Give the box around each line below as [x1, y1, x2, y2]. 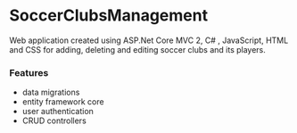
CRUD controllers [21, 115, 87, 126]
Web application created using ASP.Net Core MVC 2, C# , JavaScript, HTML [9, 35, 289, 46]
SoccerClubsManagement [9, 5, 208, 26]
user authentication [21, 106, 94, 117]
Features [9, 66, 49, 79]
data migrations [21, 87, 80, 98]
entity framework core [21, 96, 104, 107]
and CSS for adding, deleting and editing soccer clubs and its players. [9, 44, 266, 54]
